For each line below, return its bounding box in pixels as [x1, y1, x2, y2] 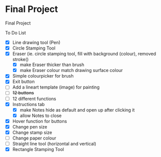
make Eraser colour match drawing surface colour [19, 67, 123, 73]
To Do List [5, 29, 26, 35]
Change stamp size [12, 129, 52, 135]
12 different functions [12, 95, 56, 101]
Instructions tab [12, 101, 45, 107]
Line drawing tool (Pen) [12, 39, 61, 45]
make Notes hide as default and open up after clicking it [19, 106, 135, 113]
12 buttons [12, 90, 34, 96]
